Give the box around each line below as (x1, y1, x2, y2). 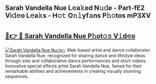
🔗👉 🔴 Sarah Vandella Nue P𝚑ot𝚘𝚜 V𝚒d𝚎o (5, 32, 136, 40)
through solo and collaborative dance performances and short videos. (5, 58, 147, 63)
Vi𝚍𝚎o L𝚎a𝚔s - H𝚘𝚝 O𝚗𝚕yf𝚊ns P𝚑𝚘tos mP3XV (5, 12, 151, 20)
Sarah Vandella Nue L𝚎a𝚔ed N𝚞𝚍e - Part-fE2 (5, 4, 145, 12)
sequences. (5, 73, 29, 79)
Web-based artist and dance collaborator (66, 47, 150, 53)
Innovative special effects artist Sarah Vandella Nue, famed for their (5, 63, 142, 69)
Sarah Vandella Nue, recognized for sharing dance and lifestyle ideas (5, 53, 146, 58)
